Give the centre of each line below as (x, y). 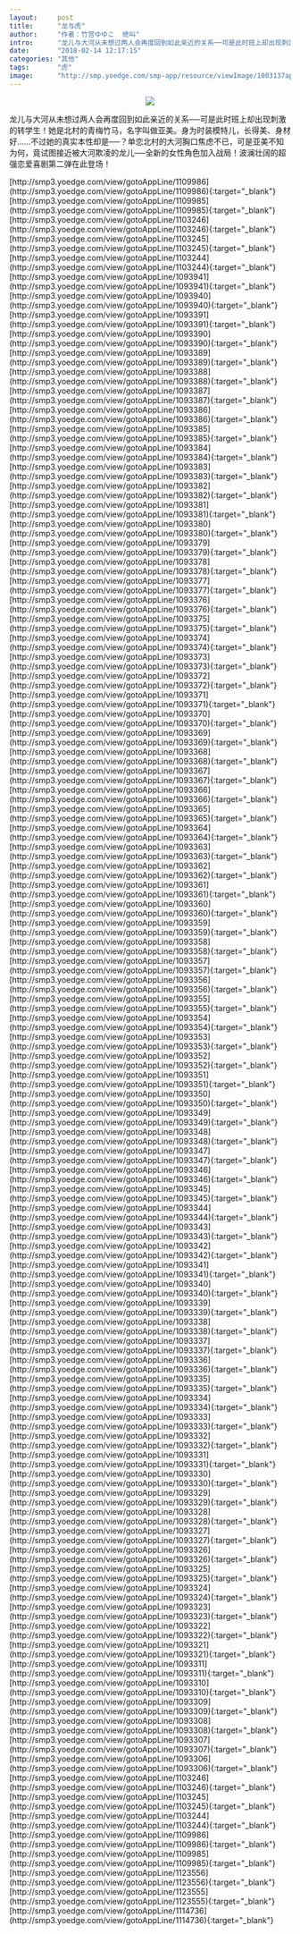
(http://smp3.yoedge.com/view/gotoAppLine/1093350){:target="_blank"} (144, 1103)
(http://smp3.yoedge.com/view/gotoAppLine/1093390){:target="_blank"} (144, 343)
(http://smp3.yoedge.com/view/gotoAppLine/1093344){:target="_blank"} (144, 1217)
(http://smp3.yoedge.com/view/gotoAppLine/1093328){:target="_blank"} (144, 1521)
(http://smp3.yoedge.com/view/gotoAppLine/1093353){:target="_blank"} (143, 1046)
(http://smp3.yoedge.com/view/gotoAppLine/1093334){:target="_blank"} (144, 1407)
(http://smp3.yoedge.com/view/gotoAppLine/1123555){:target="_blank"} (142, 1901)
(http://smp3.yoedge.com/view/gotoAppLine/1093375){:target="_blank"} (143, 628)
